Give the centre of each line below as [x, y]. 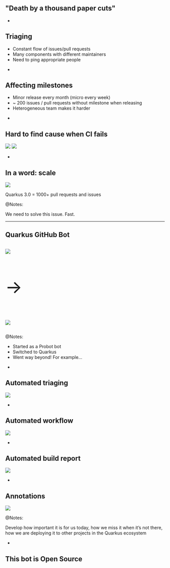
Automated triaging [37, 383]
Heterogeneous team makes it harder [51, 108]
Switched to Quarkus [34, 352]
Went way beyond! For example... [47, 357]
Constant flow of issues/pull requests [52, 49]
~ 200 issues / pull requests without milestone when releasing [77, 103]
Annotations [25, 496]
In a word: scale [31, 173]
